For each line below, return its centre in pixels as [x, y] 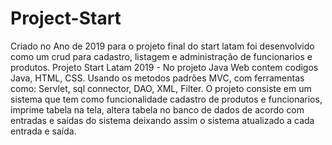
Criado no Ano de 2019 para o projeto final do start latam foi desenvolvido [162, 46]
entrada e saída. [43, 131]
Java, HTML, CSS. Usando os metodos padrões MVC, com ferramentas [157, 78]
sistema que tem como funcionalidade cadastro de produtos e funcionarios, [166, 99]
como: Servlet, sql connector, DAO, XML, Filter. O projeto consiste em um [161, 88]
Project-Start [66, 18]
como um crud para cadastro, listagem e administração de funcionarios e [161, 56]
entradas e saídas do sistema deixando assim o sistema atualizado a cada [162, 120]
